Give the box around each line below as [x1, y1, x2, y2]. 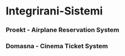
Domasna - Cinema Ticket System [5, 42, 109, 51]
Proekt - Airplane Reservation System [5, 26, 120, 34]
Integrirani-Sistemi [5, 4, 103, 18]
